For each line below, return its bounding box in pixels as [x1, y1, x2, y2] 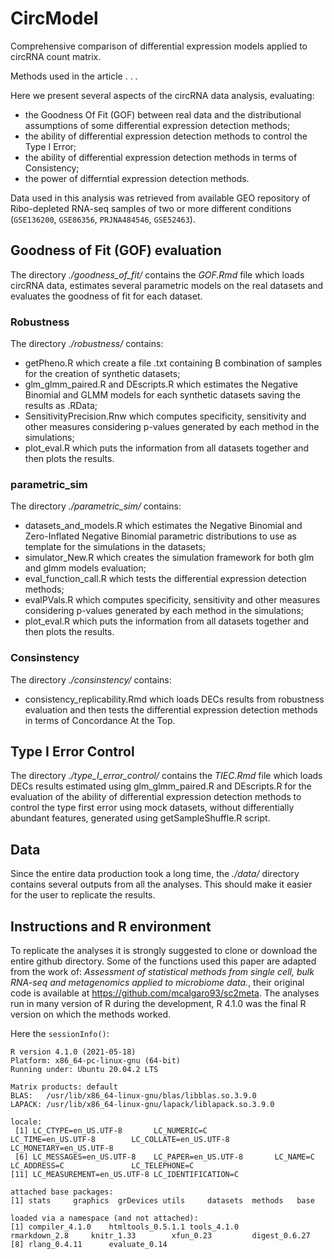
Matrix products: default [10, 1082, 118, 1092]
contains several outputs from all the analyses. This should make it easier [10, 878, 313, 891]
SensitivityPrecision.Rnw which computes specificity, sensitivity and [24, 410, 307, 422]
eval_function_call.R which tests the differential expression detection [24, 573, 307, 585]
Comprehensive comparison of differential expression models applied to [10, 40, 308, 52]
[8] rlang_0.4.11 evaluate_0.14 [10, 1240, 168, 1250]
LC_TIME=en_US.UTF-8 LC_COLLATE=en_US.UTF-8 [10, 1135, 230, 1145]
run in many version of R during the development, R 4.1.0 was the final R [10, 998, 307, 1010]
